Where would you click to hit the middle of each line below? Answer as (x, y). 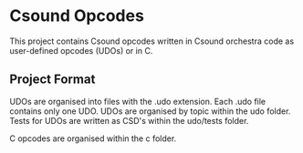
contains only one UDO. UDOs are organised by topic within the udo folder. (150, 111)
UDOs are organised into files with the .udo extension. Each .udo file (138, 101)
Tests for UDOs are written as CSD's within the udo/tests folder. (129, 120)
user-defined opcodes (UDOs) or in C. (81, 50)
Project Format (52, 80)
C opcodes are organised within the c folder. (93, 138)
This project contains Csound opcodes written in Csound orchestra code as (152, 41)
